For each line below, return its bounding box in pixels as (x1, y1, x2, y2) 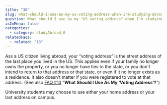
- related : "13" (9, 40, 43, 45)
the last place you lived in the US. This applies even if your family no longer (5, 58, 159, 64)
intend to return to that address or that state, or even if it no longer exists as (5, 69, 160, 75)
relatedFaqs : (5, 35, 32, 40)
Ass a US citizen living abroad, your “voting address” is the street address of (5, 53, 162, 59)
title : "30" (5, 7, 30, 12)
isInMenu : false (5, 21, 39, 26)
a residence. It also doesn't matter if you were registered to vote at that (5, 74, 151, 80)
